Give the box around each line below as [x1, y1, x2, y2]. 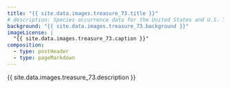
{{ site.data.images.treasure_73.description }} [7, 73, 136, 81]
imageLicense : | [7, 29, 54, 36]
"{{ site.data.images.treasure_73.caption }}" [13, 35, 149, 42]
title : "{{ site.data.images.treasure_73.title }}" [7, 10, 158, 17]
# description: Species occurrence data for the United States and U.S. [7, 16, 220, 23]
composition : [7, 42, 45, 48]
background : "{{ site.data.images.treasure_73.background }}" [7, 23, 189, 29]
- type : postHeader [13, 48, 69, 55]
